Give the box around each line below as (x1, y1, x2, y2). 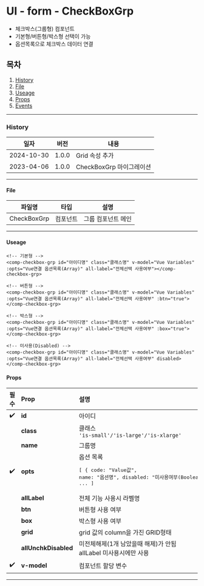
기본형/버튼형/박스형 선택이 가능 (15, 32, 91, 40)
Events (15, 102, 33, 109)
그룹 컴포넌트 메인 (83, 215, 132, 223)
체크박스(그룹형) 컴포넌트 (15, 25, 75, 32)
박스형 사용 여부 (78, 517, 121, 525)
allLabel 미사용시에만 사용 (78, 548, 149, 557)
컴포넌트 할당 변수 (78, 561, 127, 570)
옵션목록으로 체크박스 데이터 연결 (15, 40, 93, 47)
